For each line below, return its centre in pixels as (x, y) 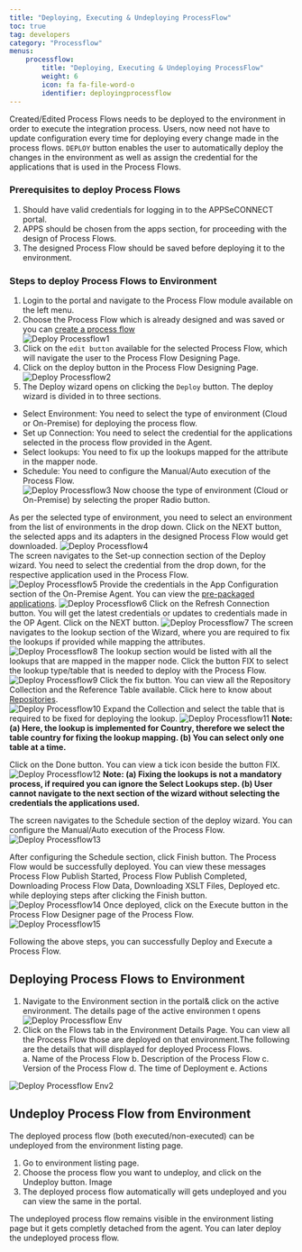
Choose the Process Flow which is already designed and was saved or (154, 320)
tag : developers (40, 34)
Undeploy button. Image (67, 1182)
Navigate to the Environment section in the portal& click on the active (151, 1001)
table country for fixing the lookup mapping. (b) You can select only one (146, 738)
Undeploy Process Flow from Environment (130, 1114)
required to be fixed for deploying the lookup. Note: (151, 718)
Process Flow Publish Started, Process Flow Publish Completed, (128, 876)
